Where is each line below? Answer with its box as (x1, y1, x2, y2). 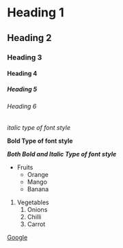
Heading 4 (7, 70, 38, 78)
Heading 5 (7, 85, 38, 93)
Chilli (27, 212, 42, 221)
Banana (27, 184, 49, 193)
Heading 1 (7, 5, 65, 20)
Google (7, 233, 28, 241)
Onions (27, 205, 48, 213)
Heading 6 (7, 102, 37, 111)
